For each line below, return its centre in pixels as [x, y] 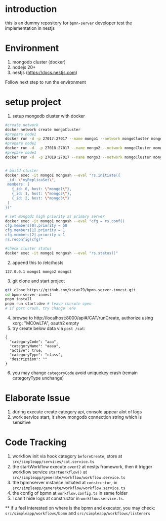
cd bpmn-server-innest [28, 294]
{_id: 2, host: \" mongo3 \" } [41, 198]
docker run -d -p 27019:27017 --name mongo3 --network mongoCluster [78, 157]
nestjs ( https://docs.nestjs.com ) [45, 72]
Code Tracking [36, 442]
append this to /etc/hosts [38, 262]
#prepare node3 [21, 153]
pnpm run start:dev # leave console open [48, 304]
